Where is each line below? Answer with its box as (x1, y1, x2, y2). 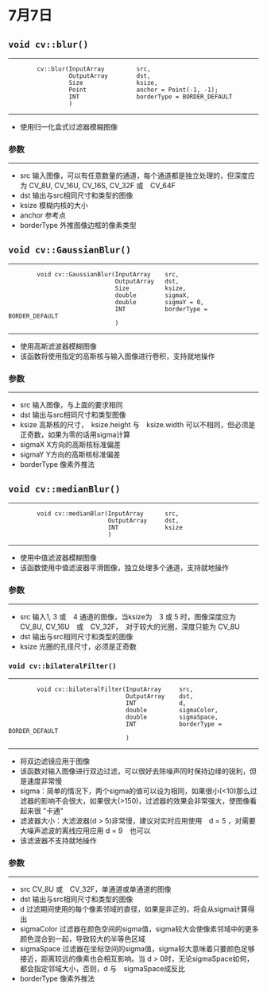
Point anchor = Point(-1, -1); (68, 86, 219, 94)
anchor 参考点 (19, 210, 66, 220)
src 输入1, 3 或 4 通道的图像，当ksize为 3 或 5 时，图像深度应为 (19, 611, 237, 621)
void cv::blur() (8, 38, 89, 50)
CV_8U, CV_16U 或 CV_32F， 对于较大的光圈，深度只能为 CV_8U (19, 622, 240, 631)
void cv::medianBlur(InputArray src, (37, 510, 180, 518)
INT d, (126, 699, 187, 707)
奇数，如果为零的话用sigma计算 (26, 430, 131, 440)
